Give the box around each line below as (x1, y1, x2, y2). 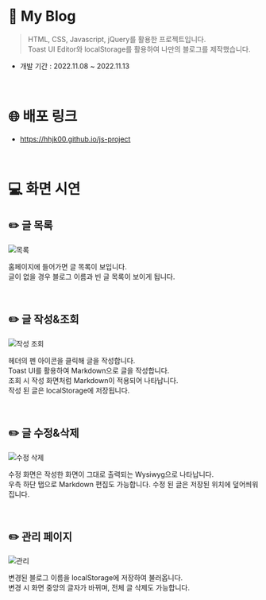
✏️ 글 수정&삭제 (8, 427, 79, 440)
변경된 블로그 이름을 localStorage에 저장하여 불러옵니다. (8, 573, 183, 583)
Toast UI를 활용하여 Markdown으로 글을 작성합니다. (8, 366, 170, 375)
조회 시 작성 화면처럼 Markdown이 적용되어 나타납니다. (8, 375, 179, 385)
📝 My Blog (8, 7, 76, 25)
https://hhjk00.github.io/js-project (19, 134, 131, 144)
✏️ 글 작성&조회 (8, 313, 79, 327)
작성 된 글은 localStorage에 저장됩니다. (8, 385, 130, 395)
